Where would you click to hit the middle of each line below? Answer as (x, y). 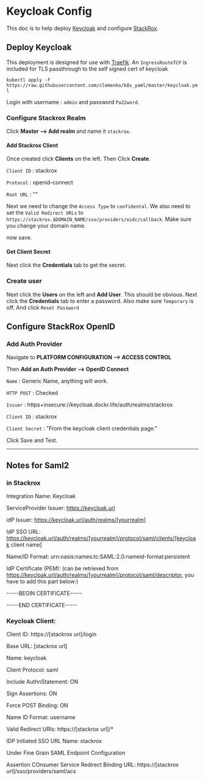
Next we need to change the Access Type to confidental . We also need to (99, 206)
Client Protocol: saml (32, 670)
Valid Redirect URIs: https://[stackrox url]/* (60, 729)
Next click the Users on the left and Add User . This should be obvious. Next (102, 294)
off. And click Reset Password (43, 307)
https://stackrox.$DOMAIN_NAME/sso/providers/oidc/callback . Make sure (99, 219)
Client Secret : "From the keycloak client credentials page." (82, 428)
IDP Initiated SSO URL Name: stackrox (54, 741)
